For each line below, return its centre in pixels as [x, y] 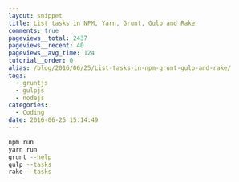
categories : [28, 105]
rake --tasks [30, 172]
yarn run [23, 149]
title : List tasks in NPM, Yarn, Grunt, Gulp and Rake [102, 23]
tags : [17, 75]
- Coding [30, 113]
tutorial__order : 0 [41, 61]
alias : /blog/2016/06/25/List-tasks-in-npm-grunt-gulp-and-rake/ [119, 68]
